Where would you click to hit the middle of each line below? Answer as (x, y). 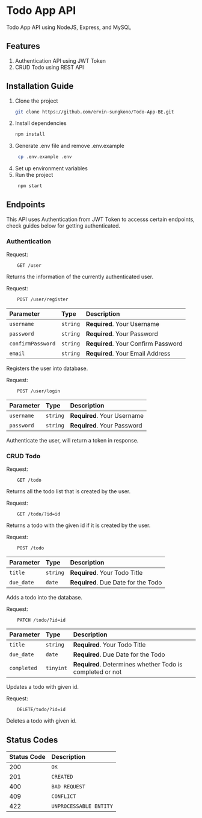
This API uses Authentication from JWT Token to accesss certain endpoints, (101, 219)
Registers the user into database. (47, 368)
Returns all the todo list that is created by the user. (69, 491)
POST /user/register (43, 299)
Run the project (34, 175)
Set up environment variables (51, 168)
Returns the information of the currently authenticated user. (80, 277)
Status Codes (32, 740)
